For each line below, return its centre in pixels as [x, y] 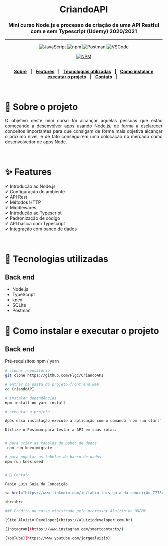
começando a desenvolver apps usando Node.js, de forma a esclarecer [84, 126]
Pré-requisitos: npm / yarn [32, 361]
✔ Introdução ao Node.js [30, 186]
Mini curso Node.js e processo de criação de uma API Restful [84, 25]
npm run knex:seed [24, 462]
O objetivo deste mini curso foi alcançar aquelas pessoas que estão [84, 121]
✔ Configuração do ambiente [35, 192]
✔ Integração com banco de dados [41, 229]
